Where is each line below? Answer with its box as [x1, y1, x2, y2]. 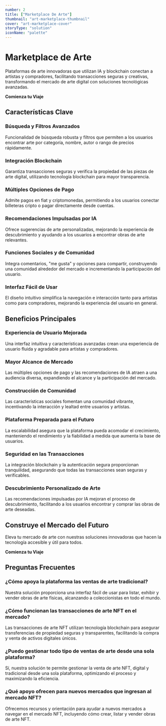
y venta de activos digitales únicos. [5, 635, 77, 641]
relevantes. [5, 237, 28, 243]
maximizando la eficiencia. [5, 676, 59, 682]
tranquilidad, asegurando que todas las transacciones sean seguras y [5, 467, 147, 473]
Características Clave [5, 108, 73, 117]
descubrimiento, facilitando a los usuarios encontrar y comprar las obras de [5, 501, 160, 507]
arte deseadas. [5, 507, 36, 512]
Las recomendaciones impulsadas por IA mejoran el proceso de [5, 496, 135, 502]
